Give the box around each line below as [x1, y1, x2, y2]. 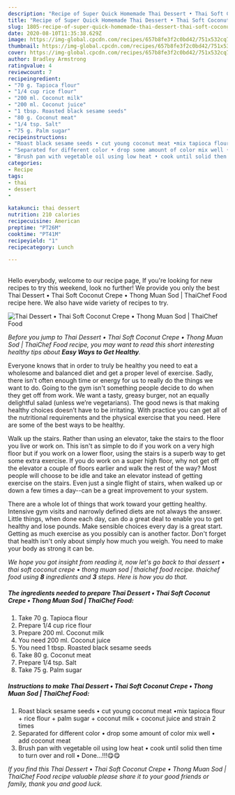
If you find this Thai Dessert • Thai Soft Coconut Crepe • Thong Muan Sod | [8, 765, 227, 773]
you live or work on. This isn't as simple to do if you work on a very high [8, 442, 215, 451]
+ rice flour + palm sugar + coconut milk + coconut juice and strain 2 [17, 714, 216, 723]
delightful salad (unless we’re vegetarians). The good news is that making [8, 399, 220, 407]
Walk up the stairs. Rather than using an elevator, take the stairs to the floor [8, 435, 225, 443]
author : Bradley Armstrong [8, 56, 86, 63]
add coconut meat [17, 736, 71, 745]
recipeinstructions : [8, 133, 68, 140]
